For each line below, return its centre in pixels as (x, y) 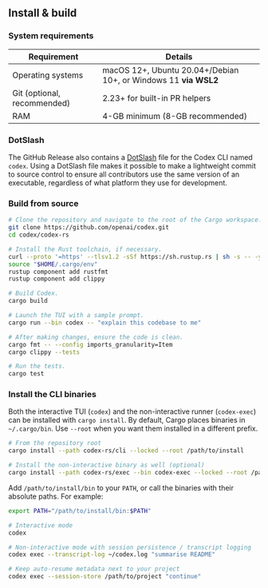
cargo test (26, 374)
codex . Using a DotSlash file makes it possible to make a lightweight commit (132, 165)
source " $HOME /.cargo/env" (53, 264)
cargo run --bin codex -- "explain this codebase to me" (105, 323)
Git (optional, (37, 93)
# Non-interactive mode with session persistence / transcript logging (130, 547)
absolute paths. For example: (56, 496)
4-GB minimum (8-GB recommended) (175, 116)
